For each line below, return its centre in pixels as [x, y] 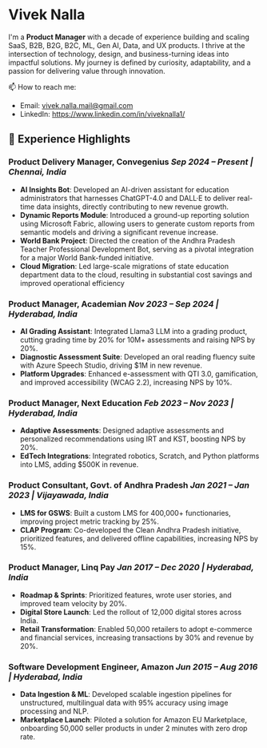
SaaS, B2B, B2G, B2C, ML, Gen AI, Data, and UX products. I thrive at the [127, 45]
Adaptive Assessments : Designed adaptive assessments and [122, 431]
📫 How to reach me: [42, 86]
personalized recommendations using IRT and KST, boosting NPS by [133, 439]
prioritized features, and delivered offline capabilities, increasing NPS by [139, 538]
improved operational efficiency [72, 283]
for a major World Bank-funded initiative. [87, 257]
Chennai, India [37, 172]
